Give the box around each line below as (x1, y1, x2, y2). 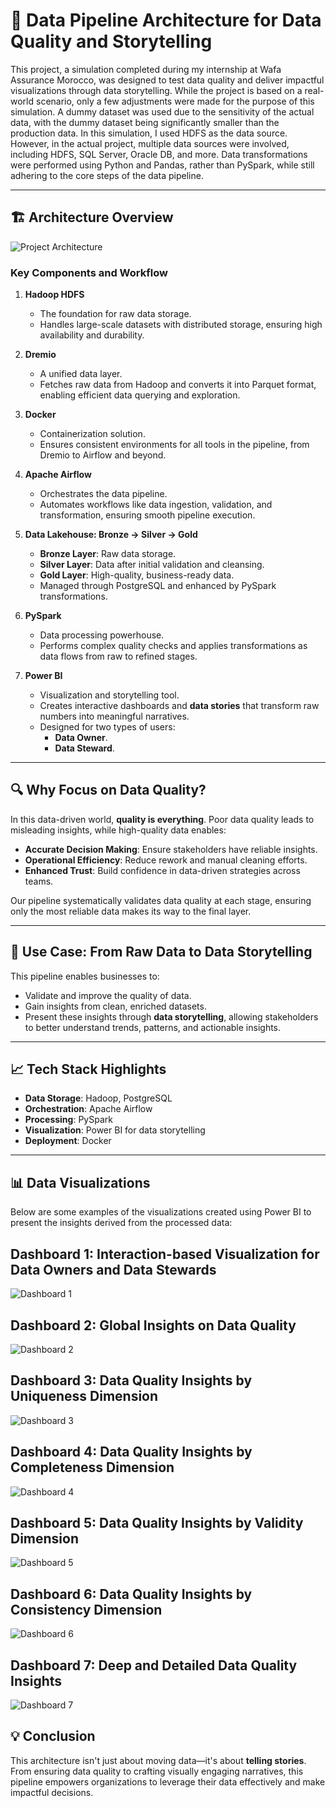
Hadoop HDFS (24, 289, 85, 301)
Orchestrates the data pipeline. (39, 488, 168, 500)
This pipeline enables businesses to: (10, 970, 160, 982)
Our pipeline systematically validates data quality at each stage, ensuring (10, 894, 312, 906)
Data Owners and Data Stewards (10, 1261, 217, 1278)
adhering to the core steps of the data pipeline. (10, 169, 204, 181)
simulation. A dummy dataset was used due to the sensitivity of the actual (10, 105, 315, 118)
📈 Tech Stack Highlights (10, 1061, 167, 1078)
